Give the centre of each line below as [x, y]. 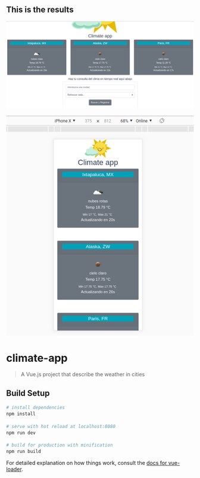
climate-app [37, 358]
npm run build [24, 452]
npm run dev [21, 433]
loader [14, 469]
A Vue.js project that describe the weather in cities [83, 374]
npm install [21, 414]
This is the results [40, 10]
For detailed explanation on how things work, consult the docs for [87, 463]
